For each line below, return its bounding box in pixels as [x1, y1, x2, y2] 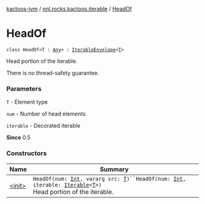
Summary [99, 165, 129, 173]
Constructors [6, 149, 47, 158]
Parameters [6, 84, 41, 93]
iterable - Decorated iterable [6, 122, 81, 129]
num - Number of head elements [6, 110, 86, 118]
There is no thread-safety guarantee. [6, 69, 99, 76]
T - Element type [6, 98, 48, 106]
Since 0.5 [6, 134, 31, 141]
